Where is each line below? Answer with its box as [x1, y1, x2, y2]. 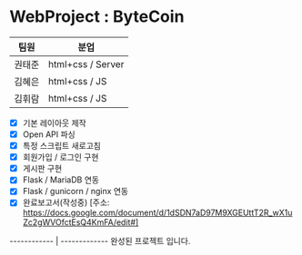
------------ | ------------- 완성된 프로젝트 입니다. [9, 236, 191, 247]
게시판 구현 [22, 163, 63, 174]
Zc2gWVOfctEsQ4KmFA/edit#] [22, 217, 139, 228]
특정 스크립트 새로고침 [22, 141, 102, 152]
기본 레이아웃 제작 [22, 117, 86, 128]
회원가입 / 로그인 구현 [22, 152, 99, 162]
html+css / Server [48, 57, 125, 70]
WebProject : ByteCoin [9, 6, 185, 27]
